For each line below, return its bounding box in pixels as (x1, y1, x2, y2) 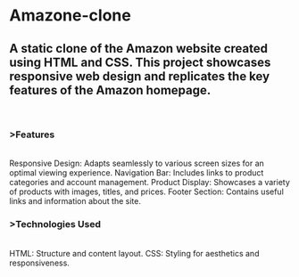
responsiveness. (9, 257, 70, 268)
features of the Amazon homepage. (9, 82, 212, 98)
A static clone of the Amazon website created (9, 41, 268, 56)
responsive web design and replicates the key (9, 69, 270, 84)
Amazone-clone (9, 5, 131, 26)
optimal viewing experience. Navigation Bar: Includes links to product (9, 167, 264, 178)
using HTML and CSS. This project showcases (9, 54, 271, 69)
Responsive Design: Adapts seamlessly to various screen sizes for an (9, 158, 265, 169)
